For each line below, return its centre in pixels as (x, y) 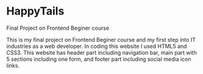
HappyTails (35, 11)
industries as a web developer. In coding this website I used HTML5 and (97, 46)
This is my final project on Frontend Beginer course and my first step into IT (101, 39)
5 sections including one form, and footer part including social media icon (99, 59)
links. (13, 66)
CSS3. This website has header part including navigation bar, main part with (101, 52)
